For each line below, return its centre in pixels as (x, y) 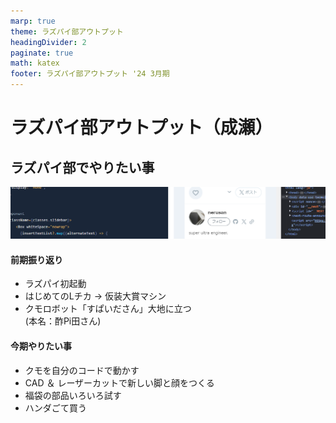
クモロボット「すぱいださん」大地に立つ (108, 309)
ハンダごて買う (55, 407)
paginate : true (42, 53)
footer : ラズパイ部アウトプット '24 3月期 (90, 74)
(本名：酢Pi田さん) (63, 321)
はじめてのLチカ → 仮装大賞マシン (95, 296)
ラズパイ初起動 (55, 284)
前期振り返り (36, 259)
